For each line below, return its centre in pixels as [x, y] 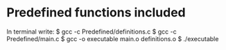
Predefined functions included [96, 13]
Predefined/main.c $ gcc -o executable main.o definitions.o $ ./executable [113, 38]
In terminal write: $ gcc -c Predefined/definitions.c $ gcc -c [92, 32]
